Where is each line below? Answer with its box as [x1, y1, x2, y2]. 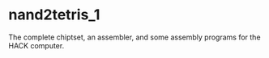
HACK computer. [8, 40, 65, 50]
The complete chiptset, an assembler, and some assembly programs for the [8, 32, 261, 42]
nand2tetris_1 [8, 6, 100, 24]
